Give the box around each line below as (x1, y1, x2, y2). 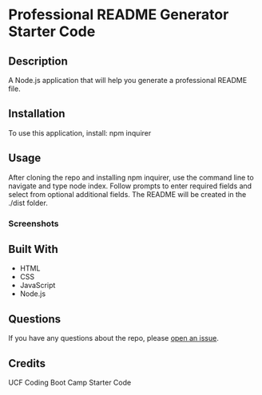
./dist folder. (8, 198, 48, 207)
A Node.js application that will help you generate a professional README (8, 76, 248, 85)
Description (8, 54, 68, 68)
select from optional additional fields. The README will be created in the (8, 189, 247, 199)
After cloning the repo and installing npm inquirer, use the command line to (8, 172, 254, 182)
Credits (8, 357, 46, 370)
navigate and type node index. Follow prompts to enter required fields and (8, 181, 252, 191)
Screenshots (8, 218, 59, 229)
